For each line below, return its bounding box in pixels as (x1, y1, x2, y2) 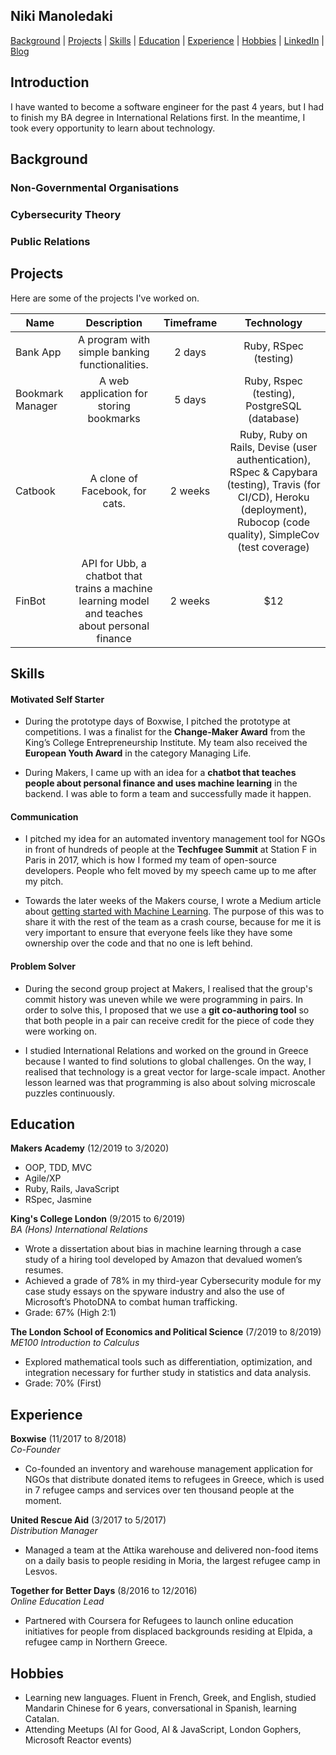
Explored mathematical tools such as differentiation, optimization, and (24, 1356, 313, 1368)
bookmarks (87, 411, 141, 425)
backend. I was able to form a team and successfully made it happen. (24, 788, 312, 800)
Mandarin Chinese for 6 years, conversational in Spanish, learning (24, 1702, 297, 1714)
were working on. (24, 1025, 97, 1037)
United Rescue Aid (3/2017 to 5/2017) (10, 1514, 167, 1526)
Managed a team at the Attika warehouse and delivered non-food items (24, 1544, 319, 1556)
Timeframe (163, 315, 218, 329)
